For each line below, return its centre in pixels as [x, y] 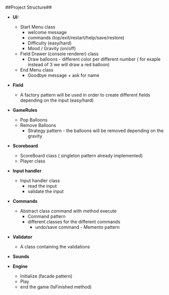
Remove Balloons [38, 125]
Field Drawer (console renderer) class [59, 54]
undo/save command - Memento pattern [77, 227]
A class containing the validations [55, 247]
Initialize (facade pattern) [46, 276]
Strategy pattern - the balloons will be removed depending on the [96, 131]
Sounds [21, 257]
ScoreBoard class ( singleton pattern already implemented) [81, 156]
